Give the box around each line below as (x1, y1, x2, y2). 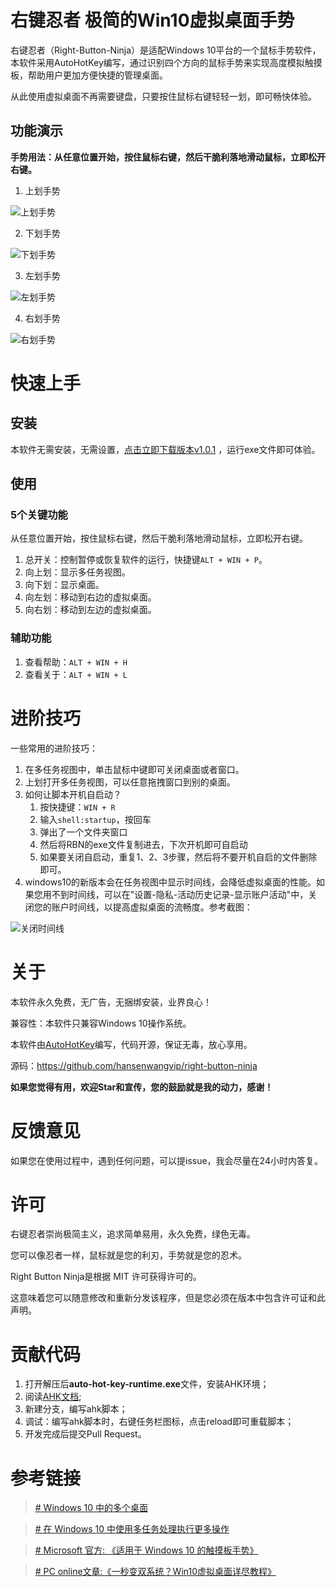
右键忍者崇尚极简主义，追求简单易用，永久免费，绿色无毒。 (10, 1228, 256, 1240)
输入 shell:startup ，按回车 (39, 813, 152, 825)
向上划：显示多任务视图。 (24, 566, 131, 578)
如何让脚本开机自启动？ (24, 788, 122, 800)
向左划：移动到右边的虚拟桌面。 (24, 591, 157, 603)
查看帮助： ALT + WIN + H (24, 656, 128, 668)
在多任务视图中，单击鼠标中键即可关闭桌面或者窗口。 (24, 763, 245, 775)
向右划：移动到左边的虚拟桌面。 (24, 604, 157, 616)
